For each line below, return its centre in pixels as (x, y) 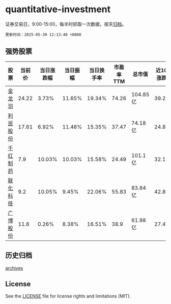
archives (14, 268)
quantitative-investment (58, 9)
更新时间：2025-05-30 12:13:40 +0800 (43, 35)
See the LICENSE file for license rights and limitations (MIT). (68, 296)
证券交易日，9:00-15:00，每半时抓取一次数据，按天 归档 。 (66, 24)
